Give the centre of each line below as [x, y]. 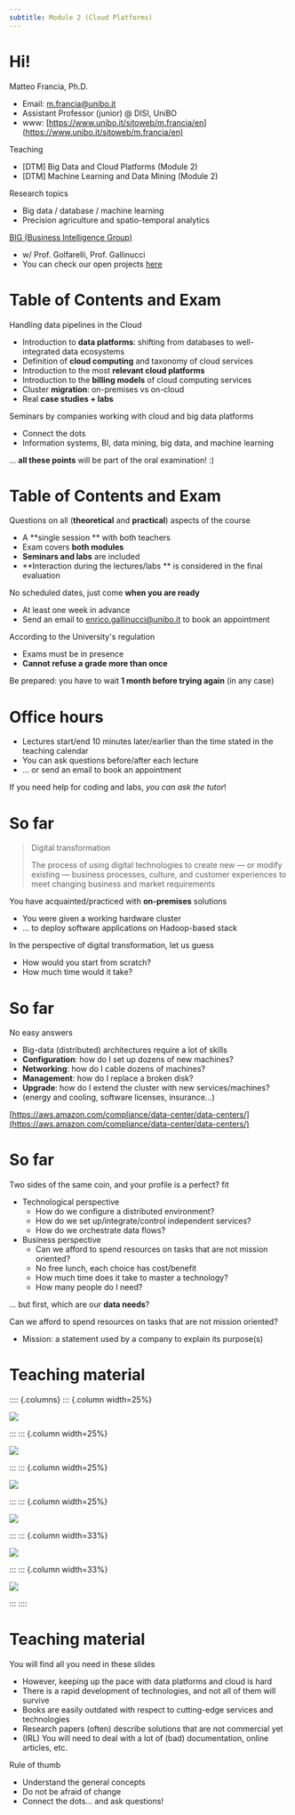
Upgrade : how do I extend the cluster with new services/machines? [146, 1088]
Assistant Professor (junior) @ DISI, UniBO [100, 113]
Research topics [39, 193]
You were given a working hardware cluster [102, 919]
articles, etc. [45, 1748]
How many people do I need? [89, 1288]
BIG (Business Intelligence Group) [71, 237]
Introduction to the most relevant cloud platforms [113, 370]
